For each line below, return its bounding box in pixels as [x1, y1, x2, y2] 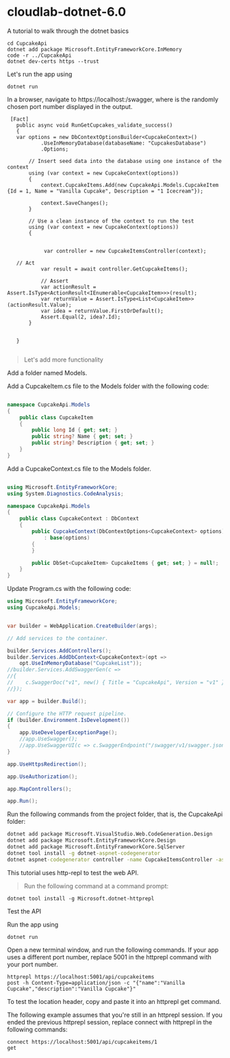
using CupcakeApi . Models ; [7, 604, 81, 612]
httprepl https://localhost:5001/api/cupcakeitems [7, 973, 155, 980]
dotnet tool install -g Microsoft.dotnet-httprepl [7, 895, 155, 902]
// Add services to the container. [7, 635, 109, 642]
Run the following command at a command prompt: [23, 881, 169, 890]
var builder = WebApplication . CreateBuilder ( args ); [7, 622, 157, 629]
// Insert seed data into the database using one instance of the [28, 158, 222, 164]
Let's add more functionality [23, 355, 104, 364]
